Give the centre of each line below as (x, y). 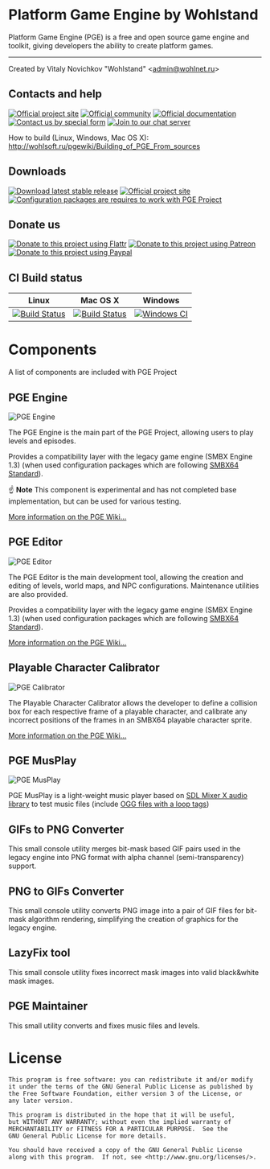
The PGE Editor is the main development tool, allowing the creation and (126, 577)
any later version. (41, 1101)
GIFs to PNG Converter (66, 829)
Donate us (35, 224)
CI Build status (45, 278)
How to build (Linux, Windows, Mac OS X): (79, 138)
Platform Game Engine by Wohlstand (133, 15)
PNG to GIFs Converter (66, 891)
